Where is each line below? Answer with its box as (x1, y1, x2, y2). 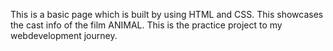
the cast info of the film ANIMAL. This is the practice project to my (10, 19, 283, 31)
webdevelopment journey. (10, 30, 118, 41)
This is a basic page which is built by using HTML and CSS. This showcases (10, 9, 324, 20)
